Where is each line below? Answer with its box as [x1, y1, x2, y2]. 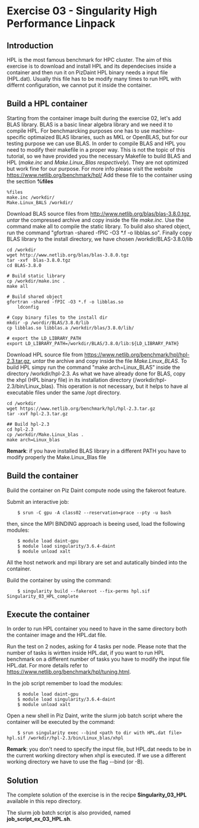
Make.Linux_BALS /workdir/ [7, 199, 73, 206]
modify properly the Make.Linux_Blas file [7, 453, 107, 460]
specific [7, 133, 27, 140]
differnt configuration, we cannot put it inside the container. [7, 81, 152, 89]
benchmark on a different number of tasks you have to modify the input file [7, 655, 190, 663]
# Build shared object [7, 293, 63, 300]
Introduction [7, 40, 54, 51]
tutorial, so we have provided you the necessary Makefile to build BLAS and [7, 152, 191, 159]
